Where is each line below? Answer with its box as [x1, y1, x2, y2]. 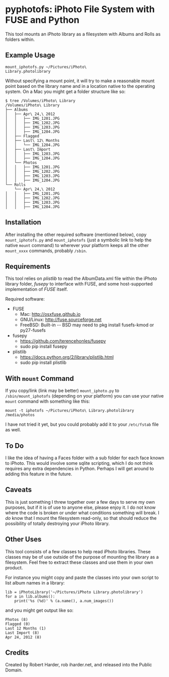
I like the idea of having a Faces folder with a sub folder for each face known [5, 455, 164, 461]
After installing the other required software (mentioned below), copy [5, 231, 147, 237]
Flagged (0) [5, 621, 30, 626]
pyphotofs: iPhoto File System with [5, 4, 155, 15]
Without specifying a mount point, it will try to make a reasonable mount [5, 77, 155, 84]
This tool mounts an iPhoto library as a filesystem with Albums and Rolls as [5, 31, 161, 37]
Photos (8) [5, 617, 28, 622]
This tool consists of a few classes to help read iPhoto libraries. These [5, 548, 151, 554]
